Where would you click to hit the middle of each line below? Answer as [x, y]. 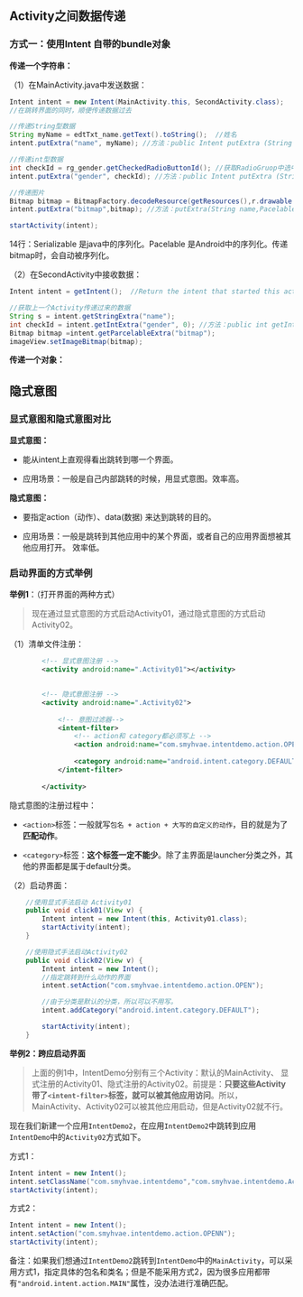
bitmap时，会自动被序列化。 [62, 255]
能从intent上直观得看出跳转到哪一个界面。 [100, 459]
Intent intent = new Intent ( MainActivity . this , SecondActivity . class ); [147, 102]
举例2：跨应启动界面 [47, 1053]
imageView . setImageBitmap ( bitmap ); [76, 341]
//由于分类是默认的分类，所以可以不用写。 [110, 1002]
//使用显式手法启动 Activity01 [79, 902]
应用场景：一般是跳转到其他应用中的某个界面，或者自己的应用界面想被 [153, 536]
